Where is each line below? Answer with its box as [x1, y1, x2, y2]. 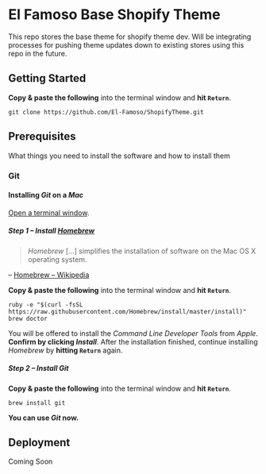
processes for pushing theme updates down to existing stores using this [8, 40, 245, 49]
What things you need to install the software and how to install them [8, 151, 230, 160]
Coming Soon [8, 457, 53, 466]
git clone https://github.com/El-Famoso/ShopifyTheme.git [8, 108, 204, 116]
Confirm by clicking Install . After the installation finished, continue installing [8, 337, 258, 346]
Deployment [8, 436, 71, 449]
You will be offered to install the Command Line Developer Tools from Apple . [8, 328, 258, 338]
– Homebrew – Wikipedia [8, 270, 90, 279]
